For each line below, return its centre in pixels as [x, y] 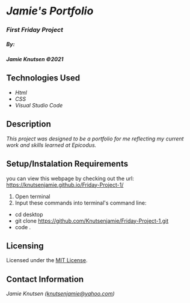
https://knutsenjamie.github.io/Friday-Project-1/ [65, 185]
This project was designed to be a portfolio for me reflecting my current [95, 139]
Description [29, 124]
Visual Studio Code [39, 105]
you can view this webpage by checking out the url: [70, 178]
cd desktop [29, 214]
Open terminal [32, 196]
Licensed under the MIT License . [47, 260]
